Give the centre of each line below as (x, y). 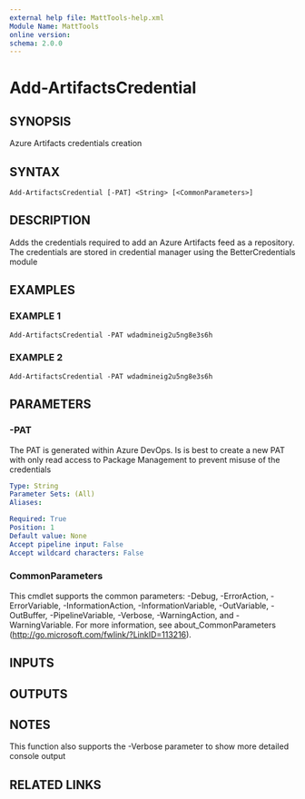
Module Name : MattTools (54, 26)
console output (38, 756)
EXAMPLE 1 (35, 316)
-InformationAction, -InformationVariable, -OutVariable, (166, 606)
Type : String (34, 486)
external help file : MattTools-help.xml (87, 18)
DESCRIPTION (50, 220)
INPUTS (32, 663)
